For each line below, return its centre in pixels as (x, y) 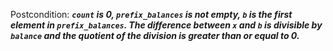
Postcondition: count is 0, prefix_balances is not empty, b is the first (151, 14)
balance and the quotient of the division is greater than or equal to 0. (155, 35)
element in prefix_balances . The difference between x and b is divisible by (166, 25)
